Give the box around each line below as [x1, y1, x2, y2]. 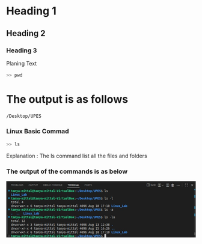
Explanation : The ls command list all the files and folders [6, 152, 147, 159]
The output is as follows [6, 92, 128, 106]
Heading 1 [6, 4, 57, 18]
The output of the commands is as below [6, 167, 128, 175]
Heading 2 [6, 28, 46, 38]
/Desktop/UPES [6, 113, 42, 119]
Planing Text [6, 59, 37, 67]
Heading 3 [6, 46, 37, 55]
